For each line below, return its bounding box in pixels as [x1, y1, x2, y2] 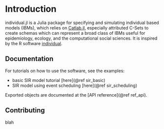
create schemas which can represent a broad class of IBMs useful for [5, 30, 145, 36]
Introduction [5, 3, 57, 15]
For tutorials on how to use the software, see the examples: [5, 68, 125, 74]
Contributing [5, 106, 45, 115]
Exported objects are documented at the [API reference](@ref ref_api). [5, 92, 147, 98]
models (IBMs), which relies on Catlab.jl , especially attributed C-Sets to [5, 25, 149, 30]
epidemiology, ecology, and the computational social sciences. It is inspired [5, 35, 158, 41]
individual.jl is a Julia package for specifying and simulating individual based [5, 20, 159, 26]
